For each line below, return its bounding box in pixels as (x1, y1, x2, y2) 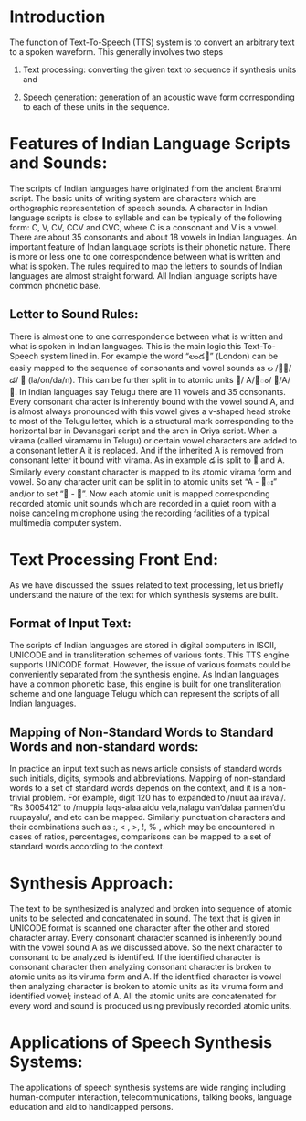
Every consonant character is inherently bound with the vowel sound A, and (9, 396, 295, 407)
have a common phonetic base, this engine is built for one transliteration (9, 678, 281, 689)
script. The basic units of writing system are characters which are (9, 192, 257, 203)
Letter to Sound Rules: (9, 306, 139, 322)
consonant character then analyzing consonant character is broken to (9, 962, 272, 973)
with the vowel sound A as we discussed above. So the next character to (9, 942, 283, 953)
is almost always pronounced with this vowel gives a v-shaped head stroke (9, 405, 291, 417)
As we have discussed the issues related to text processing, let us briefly (9, 579, 284, 591)
